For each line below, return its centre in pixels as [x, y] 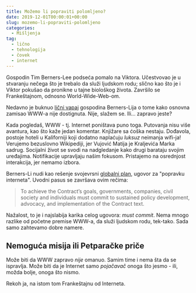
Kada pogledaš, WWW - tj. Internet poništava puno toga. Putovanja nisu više [98, 125]
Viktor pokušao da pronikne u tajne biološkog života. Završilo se [83, 90]
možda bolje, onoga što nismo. [43, 272]
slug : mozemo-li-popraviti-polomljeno [53, 22]
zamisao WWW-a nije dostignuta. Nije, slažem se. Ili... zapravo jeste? [89, 113]
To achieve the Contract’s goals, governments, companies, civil [97, 191]
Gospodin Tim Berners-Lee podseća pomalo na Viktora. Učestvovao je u [94, 77]
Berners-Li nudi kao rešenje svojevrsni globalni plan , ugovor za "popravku [95, 173]
